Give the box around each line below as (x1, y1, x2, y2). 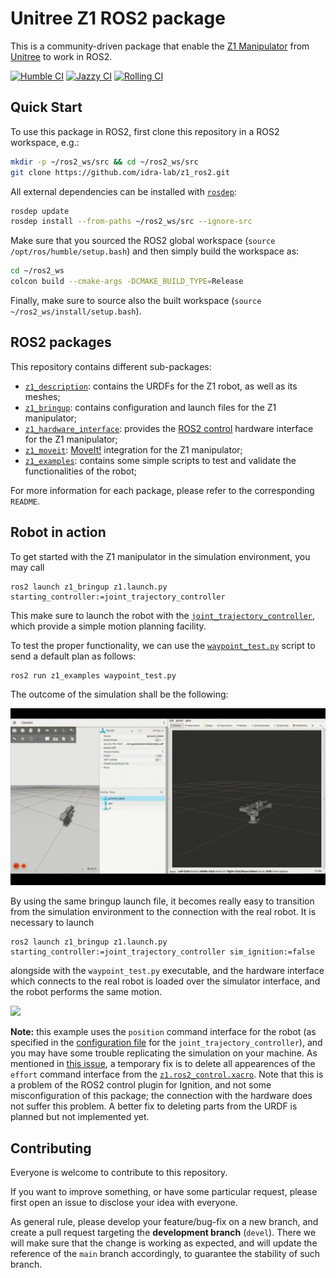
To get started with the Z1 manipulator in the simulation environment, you (10, 550, 311, 562)
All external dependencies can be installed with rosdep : (10, 185, 237, 197)
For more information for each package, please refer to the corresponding (10, 484, 315, 496)
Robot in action (10, 524, 107, 541)
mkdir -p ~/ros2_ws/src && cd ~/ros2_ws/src (10, 157, 199, 167)
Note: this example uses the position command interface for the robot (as (10, 1026, 317, 1038)
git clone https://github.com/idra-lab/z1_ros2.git (10, 167, 230, 177)
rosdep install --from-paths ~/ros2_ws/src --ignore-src (10, 217, 253, 227)
